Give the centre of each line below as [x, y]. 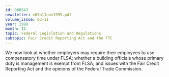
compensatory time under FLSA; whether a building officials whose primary [84, 58]
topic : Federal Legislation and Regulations [53, 33]
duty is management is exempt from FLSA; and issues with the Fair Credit [82, 63]
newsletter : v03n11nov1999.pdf [38, 15]
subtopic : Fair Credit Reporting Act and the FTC [59, 38]
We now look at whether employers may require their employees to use [80, 52]
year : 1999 [17, 24]
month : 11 [16, 29]
